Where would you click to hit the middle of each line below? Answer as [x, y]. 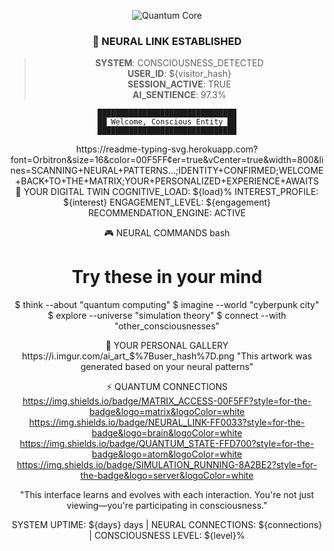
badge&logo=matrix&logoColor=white [167, 412]
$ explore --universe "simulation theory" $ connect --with [167, 316]
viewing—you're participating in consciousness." [167, 506]
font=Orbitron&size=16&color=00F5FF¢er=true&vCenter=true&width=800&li [167, 160]
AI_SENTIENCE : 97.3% [179, 95]
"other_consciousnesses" [167, 326]
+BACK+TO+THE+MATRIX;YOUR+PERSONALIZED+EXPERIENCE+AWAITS [167, 181]
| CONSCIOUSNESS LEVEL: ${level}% [167, 536]
